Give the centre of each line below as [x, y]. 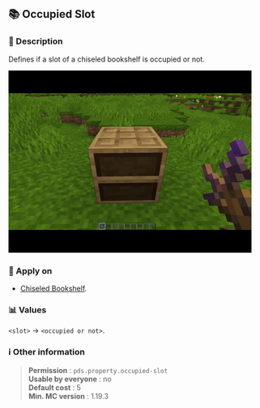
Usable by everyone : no [70, 379]
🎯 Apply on [30, 270]
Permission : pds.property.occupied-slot [98, 370]
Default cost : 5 [54, 387]
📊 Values [28, 309]
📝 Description [36, 41]
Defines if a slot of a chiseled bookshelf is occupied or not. [107, 59]
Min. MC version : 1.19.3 [68, 396]
